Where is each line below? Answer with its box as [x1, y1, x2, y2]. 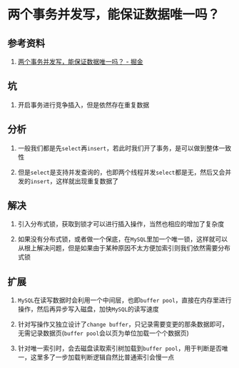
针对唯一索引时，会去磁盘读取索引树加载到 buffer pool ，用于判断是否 [17, 344, 223, 353]
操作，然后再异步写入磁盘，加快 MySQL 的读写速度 [17, 305, 159, 314]
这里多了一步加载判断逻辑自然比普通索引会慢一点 [30, 353, 175, 362]
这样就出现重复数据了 [56, 176, 119, 185]
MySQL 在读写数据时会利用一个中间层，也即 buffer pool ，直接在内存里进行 [17, 296, 232, 305]
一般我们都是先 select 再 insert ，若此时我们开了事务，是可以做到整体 [17, 143, 219, 152]
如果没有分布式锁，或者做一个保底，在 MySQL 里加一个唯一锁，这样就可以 [17, 235, 228, 243]
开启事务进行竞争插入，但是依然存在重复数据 [17, 101, 150, 109]
